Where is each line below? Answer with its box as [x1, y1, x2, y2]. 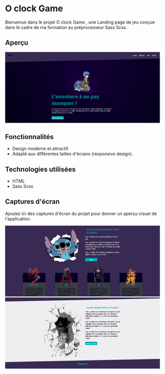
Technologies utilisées [5, 165, 76, 173]
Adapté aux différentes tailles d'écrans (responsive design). [12, 151, 134, 157]
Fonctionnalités [5, 133, 54, 141]
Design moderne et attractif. [12, 146, 70, 152]
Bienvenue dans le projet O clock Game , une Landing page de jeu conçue [5, 19, 155, 25]
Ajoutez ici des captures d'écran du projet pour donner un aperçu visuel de [5, 211, 157, 216]
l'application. [5, 215, 31, 221]
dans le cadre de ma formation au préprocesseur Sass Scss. [5, 24, 128, 30]
